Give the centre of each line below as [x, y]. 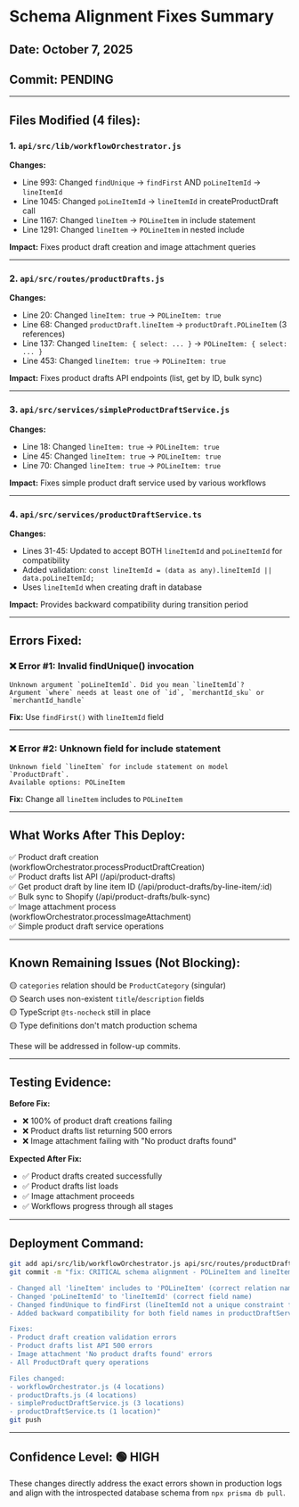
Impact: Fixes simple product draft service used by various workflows [138, 483]
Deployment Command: [77, 1243]
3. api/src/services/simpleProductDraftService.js [119, 410]
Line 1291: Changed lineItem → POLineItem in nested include [133, 230]
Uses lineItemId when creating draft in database [112, 587]
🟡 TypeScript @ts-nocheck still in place [80, 1012]
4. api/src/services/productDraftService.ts [105, 514]
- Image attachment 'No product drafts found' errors [111, 1354]
